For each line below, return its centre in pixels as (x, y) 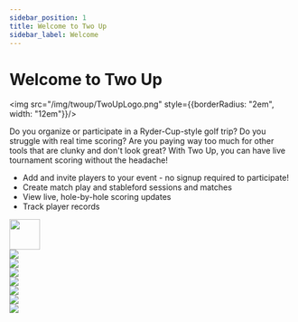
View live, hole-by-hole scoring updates (97, 197)
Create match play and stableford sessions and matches (127, 187)
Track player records (61, 207)
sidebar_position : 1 (48, 18)
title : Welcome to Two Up (58, 26)
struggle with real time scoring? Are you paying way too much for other (142, 141)
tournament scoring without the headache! (89, 160)
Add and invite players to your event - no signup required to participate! (156, 178)
